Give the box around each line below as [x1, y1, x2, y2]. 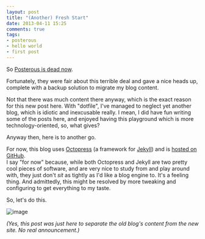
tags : [6, 32, 20, 38]
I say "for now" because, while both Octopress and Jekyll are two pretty [6, 158, 188, 166]
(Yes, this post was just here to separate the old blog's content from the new [6, 219, 199, 227]
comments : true [6, 26, 45, 32]
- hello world [6, 43, 43, 50]
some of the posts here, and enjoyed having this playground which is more [6, 115, 194, 122]
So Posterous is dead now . [6, 65, 73, 73]
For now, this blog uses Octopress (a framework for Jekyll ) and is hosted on [6, 145, 197, 153]
